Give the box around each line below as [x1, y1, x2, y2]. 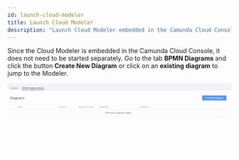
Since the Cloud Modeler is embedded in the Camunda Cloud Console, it [7, 47, 221, 55]
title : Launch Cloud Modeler [7, 18, 94, 26]
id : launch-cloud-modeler [7, 11, 84, 18]
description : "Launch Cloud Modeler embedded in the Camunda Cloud [7, 26, 212, 33]
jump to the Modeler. [7, 69, 68, 78]
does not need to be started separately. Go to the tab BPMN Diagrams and [7, 54, 226, 63]
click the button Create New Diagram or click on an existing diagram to [7, 62, 218, 70]
